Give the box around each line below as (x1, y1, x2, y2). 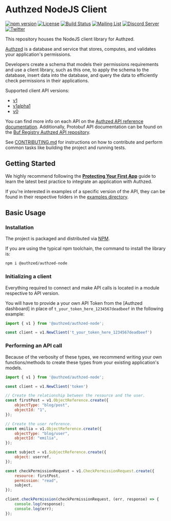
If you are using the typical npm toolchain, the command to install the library (5, 245, 166, 252)
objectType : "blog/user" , (14, 431, 70, 436)
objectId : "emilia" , (14, 435, 58, 441)
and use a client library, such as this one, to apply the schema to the (5, 67, 149, 73)
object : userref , (14, 454, 52, 460)
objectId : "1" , (14, 407, 47, 413)
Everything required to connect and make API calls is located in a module (5, 284, 160, 290)
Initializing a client (5, 273, 52, 280)
